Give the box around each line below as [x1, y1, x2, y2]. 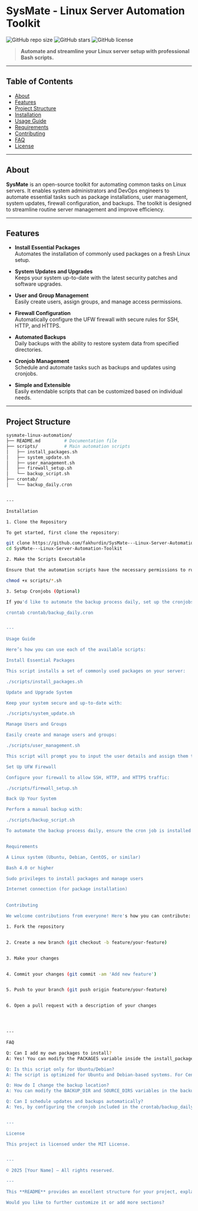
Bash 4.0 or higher [6, 865, 54, 871]
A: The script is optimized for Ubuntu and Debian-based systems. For [6, 1072, 183, 1078]
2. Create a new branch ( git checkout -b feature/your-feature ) [6, 940, 167, 945]
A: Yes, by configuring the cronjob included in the [6, 1104, 138, 1110]
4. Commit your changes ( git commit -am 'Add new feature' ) [6, 971, 157, 977]
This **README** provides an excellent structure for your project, [6, 1189, 178, 1195]
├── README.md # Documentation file [6, 438, 117, 444]
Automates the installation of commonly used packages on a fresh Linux [14, 250, 190, 257]
